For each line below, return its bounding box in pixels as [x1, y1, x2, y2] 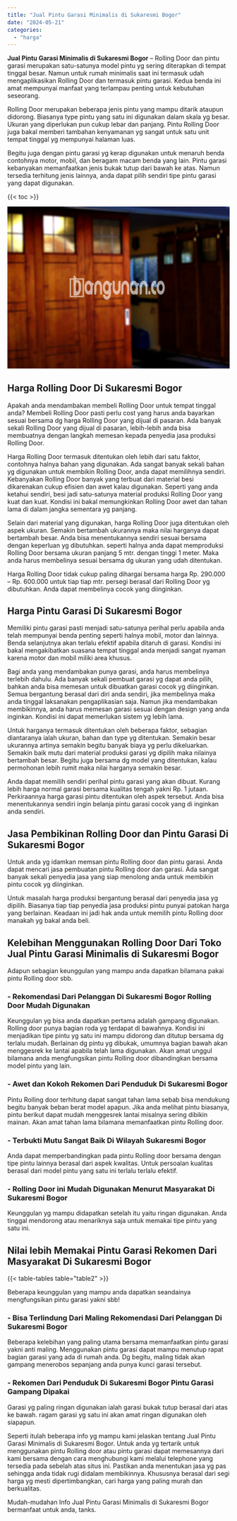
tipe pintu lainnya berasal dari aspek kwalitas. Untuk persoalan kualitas [7, 1159, 214, 1167]
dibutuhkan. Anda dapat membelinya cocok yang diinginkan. [7, 585, 183, 593]
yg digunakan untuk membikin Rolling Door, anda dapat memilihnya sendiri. [7, 467, 226, 476]
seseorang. [7, 92, 40, 100]
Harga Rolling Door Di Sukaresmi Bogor [7, 382, 183, 395]
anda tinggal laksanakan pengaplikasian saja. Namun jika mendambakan [7, 698, 218, 706]
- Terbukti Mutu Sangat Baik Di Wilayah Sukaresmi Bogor [7, 1135, 207, 1145]
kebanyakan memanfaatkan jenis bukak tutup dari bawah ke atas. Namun [7, 164, 220, 172]
